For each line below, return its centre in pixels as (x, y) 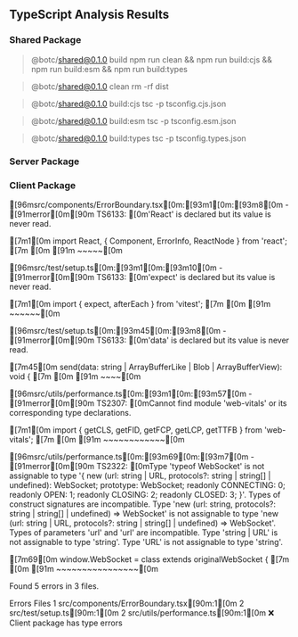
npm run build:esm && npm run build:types (109, 69)
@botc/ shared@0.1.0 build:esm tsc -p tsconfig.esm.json (133, 120)
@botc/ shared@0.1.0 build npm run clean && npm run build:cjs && (152, 59)
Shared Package (45, 40)
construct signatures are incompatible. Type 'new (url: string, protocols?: (143, 504)
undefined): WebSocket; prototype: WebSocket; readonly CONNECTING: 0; (148, 484)
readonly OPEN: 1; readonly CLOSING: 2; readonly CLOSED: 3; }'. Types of (145, 494)
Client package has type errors (66, 623)
